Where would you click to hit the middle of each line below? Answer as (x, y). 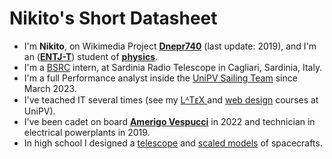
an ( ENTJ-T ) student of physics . (91, 56)
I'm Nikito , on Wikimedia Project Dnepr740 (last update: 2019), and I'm (170, 46)
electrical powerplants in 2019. (87, 132)
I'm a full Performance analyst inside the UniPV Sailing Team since (160, 78)
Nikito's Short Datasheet (113, 18)
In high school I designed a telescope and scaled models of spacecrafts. (173, 143)
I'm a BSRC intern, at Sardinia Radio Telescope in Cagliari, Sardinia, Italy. (173, 67)
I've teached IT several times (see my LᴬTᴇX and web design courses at (171, 99)
